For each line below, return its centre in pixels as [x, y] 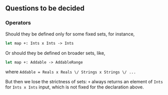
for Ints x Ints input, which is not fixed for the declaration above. [75, 87]
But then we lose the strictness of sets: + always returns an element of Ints [84, 82]
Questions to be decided [45, 8]
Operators [18, 23]
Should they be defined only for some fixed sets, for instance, [70, 34]
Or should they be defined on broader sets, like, [55, 53]
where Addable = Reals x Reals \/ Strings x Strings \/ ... [71, 72]
